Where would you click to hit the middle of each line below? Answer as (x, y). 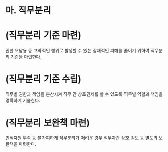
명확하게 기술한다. (23, 101)
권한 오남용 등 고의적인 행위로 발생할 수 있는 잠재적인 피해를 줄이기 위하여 (77, 51)
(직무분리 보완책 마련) (48, 123)
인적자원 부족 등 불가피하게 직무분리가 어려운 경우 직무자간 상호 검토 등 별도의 (81, 138)
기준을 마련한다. (26, 57)
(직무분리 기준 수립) (44, 79)
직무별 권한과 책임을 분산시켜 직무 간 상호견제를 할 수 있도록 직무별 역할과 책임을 (84, 94)
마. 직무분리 (28, 10)
